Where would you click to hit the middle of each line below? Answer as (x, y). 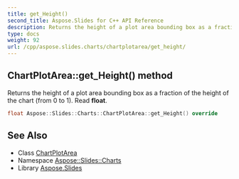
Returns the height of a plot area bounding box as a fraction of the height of (118, 92)
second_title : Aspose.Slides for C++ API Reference (85, 21)
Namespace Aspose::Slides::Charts (69, 160)
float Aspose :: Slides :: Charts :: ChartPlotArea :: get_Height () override (113, 113)
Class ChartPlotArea (47, 153)
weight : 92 (23, 40)
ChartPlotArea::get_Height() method (90, 76)
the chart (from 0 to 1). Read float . (58, 100)
